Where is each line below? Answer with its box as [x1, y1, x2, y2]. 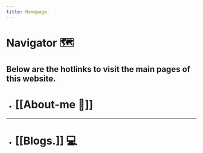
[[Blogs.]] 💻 [14, 134, 77, 148]
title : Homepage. [6, 8, 50, 15]
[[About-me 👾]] [14, 98, 94, 112]
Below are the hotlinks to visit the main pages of [6, 64, 191, 74]
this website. [6, 74, 56, 84]
